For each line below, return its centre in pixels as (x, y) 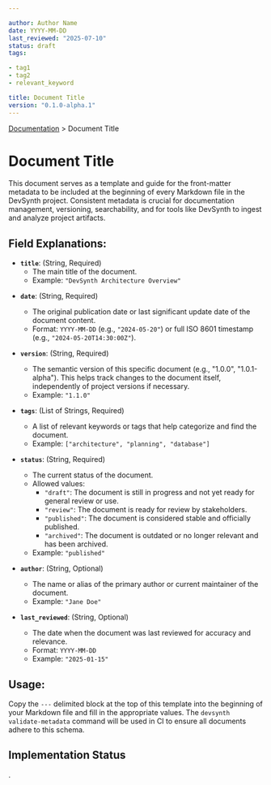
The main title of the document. (85, 272)
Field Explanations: (57, 243)
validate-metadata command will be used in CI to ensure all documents (127, 721)
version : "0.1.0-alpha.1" (52, 105)
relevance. (50, 641)
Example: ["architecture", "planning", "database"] (121, 444)
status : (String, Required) (63, 459)
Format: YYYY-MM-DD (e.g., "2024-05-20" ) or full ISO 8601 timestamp (143, 329)
